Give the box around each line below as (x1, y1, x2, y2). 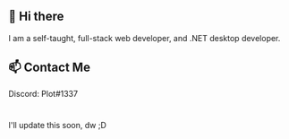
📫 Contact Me (8, 60, 91, 75)
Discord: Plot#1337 (8, 88, 78, 99)
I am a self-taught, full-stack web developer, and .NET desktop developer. (8, 32, 281, 43)
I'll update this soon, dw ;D (8, 119, 106, 130)
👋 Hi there (8, 9, 64, 24)
